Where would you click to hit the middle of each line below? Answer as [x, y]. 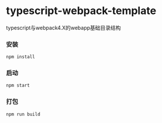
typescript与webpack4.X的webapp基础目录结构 [63, 28]
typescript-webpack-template [81, 11]
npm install [20, 57]
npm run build [23, 114]
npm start [18, 86]
